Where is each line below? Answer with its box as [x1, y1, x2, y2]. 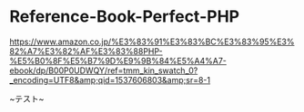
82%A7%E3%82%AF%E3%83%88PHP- [9, 45, 163, 56]
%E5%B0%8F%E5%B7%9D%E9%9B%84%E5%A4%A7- [9, 55, 228, 66]
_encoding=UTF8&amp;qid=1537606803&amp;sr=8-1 [9, 74, 211, 85]
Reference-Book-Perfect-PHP [9, 6, 239, 27]
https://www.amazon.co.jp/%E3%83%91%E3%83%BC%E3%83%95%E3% [9, 36, 295, 47]
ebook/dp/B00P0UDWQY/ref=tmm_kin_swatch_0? [9, 65, 198, 76]
